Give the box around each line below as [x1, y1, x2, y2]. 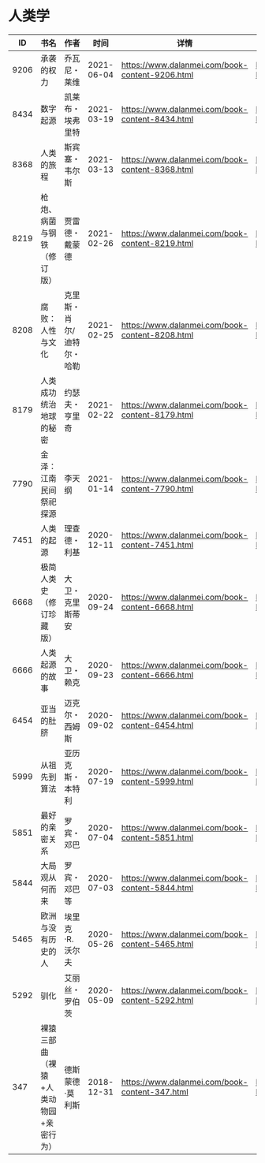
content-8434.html [121, 114, 194, 125]
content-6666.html [121, 669, 194, 680]
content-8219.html [121, 237, 194, 248]
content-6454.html [121, 719, 194, 730]
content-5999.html [121, 776, 194, 787]
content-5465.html [121, 938, 194, 949]
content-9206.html [121, 69, 194, 80]
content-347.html [121, 1086, 189, 1097]
